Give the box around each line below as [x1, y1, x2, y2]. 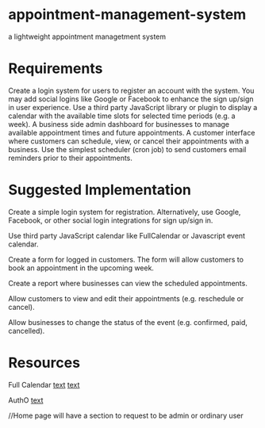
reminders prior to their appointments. [8, 153, 133, 162]
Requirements [8, 59, 103, 78]
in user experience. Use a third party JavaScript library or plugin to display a [8, 102, 258, 112]
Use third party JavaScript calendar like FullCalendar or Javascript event [8, 231, 246, 240]
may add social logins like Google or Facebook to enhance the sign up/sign [8, 94, 254, 104]
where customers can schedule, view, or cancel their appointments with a [8, 136, 250, 146]
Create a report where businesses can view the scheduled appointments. [8, 278, 248, 288]
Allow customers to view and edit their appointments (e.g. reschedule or [8, 293, 244, 303]
